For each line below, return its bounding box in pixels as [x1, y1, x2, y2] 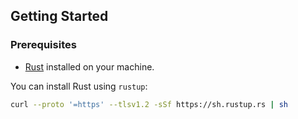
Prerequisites [10, 38, 77, 52]
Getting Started [10, 8, 109, 25]
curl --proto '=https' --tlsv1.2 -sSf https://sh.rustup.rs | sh [10, 99, 288, 109]
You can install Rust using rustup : [10, 80, 148, 92]
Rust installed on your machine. [24, 60, 155, 73]
